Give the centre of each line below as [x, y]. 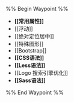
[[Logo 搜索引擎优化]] [41, 73]
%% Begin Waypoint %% [37, 9]
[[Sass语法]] [30, 80]
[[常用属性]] [29, 21]
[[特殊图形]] [29, 44]
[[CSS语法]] [29, 58]
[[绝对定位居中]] [34, 36]
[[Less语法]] [30, 65]
